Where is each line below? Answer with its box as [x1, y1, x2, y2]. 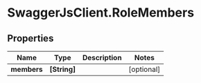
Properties [7, 33, 54, 44]
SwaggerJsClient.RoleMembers [7, 5, 195, 21]
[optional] [128, 64, 161, 74]
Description [82, 53, 123, 62]
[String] [49, 64, 76, 74]
